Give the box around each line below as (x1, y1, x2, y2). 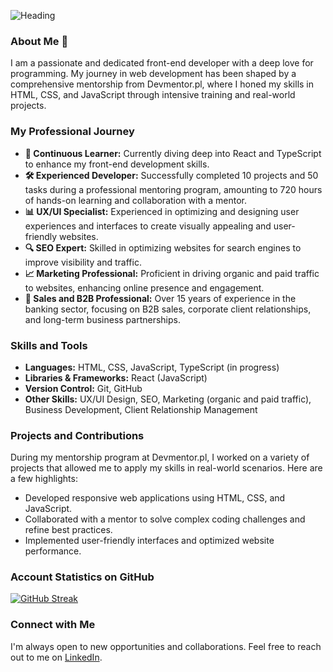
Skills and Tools (10, 338, 88, 352)
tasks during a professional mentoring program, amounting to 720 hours (24, 183, 323, 195)
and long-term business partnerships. (24, 313, 181, 325)
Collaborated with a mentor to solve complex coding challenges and (24, 513, 306, 525)
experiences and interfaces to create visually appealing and (24, 220, 272, 232)
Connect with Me (10, 618, 96, 632)
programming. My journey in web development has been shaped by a (10, 68, 297, 80)
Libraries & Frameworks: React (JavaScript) (24, 371, 208, 384)
